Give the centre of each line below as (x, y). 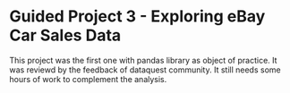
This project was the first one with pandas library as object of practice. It (143, 60)
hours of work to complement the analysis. (88, 79)
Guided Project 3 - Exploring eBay (137, 17)
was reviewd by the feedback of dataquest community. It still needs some (145, 70)
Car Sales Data (65, 35)
